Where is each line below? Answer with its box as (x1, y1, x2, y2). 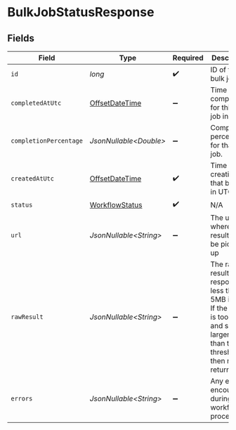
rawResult (11, 313, 44, 320)
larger (210, 330, 230, 339)
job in (210, 112, 229, 121)
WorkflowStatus (89, 200, 143, 209)
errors (11, 395, 33, 403)
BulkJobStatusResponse (7, 4, 155, 20)
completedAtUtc (11, 99, 62, 107)
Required (172, 53, 204, 63)
